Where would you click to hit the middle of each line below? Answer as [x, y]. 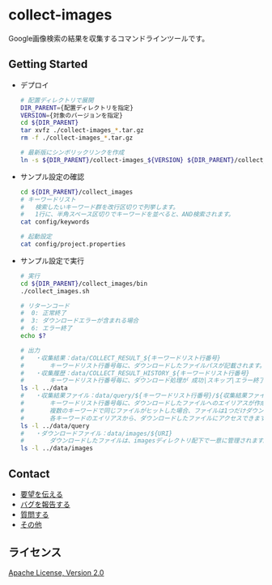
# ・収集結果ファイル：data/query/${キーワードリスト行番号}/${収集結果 [134, 396]
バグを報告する [45, 504]
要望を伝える [41, 494]
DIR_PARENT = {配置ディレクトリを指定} [76, 108]
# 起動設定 [36, 237]
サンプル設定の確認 [52, 177]
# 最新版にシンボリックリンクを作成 [72, 152]
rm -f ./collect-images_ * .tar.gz [76, 138]
